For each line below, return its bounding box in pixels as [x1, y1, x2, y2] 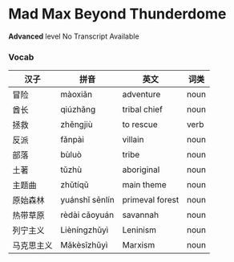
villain [122, 134, 144, 145]
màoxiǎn [60, 89, 93, 100]
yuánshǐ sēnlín [60, 194, 115, 206]
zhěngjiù [60, 119, 94, 130]
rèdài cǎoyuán [60, 210, 115, 221]
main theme [122, 179, 167, 190]
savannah [122, 210, 159, 221]
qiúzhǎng [60, 104, 96, 115]
